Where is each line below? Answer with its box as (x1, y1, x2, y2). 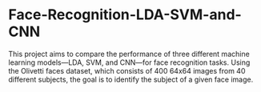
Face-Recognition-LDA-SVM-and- (8, 6, 242, 24)
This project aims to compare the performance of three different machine (8, 49, 250, 58)
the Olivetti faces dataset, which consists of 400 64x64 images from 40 (8, 66, 246, 75)
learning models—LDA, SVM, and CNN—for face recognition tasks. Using (8, 58, 251, 67)
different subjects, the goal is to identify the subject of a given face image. (8, 74, 254, 84)
